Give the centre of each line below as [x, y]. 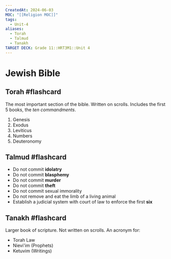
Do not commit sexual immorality [47, 191]
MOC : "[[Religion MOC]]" [32, 15]
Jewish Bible [33, 73]
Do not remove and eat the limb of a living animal [64, 196]
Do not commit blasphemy [41, 175]
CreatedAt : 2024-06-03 [29, 10]
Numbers [22, 136]
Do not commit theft [34, 186]
